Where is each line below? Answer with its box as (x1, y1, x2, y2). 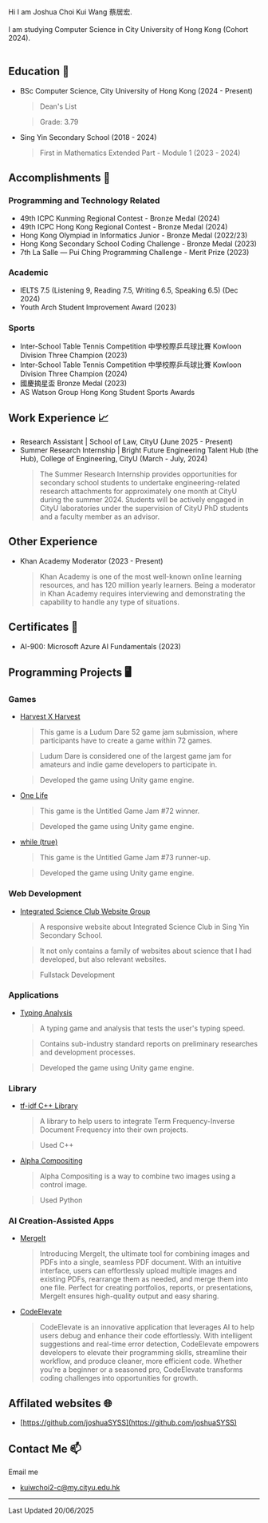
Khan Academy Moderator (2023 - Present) (19, 556, 164, 565)
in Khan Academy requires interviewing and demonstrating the (39, 588, 246, 598)
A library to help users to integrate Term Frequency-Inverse (39, 1117, 235, 1126)
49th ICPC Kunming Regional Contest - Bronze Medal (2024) (19, 213, 221, 223)
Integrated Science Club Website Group (19, 906, 151, 916)
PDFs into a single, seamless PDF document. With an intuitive (39, 1258, 242, 1267)
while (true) (19, 837, 58, 847)
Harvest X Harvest (19, 712, 81, 721)
